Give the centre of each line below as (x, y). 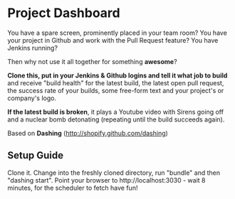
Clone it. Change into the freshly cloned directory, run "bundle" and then (114, 173)
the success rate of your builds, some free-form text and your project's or (116, 90)
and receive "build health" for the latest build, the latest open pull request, (116, 82)
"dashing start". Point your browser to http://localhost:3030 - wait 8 (106, 180)
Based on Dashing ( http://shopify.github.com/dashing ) (88, 133)
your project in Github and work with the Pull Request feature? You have (113, 40)
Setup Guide (36, 155)
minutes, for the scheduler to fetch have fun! (73, 188)
